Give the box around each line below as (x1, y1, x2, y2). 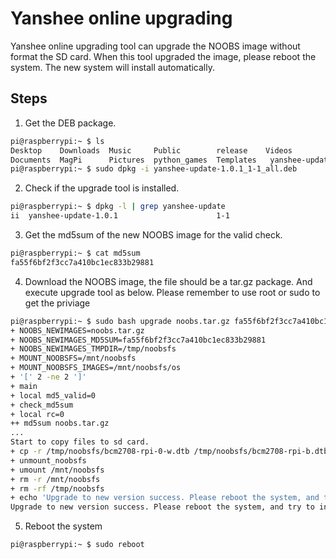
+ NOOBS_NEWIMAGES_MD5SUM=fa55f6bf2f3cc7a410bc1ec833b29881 (10, 335, 267, 345)
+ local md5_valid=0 (10, 390, 97, 401)
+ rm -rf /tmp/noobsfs (10, 483, 105, 494)
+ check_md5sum (10, 400, 74, 410)
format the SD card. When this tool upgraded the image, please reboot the (10, 50, 317, 62)
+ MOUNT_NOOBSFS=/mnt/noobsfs (10, 353, 137, 364)
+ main (10, 381, 38, 391)
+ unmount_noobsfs (10, 455, 87, 466)
